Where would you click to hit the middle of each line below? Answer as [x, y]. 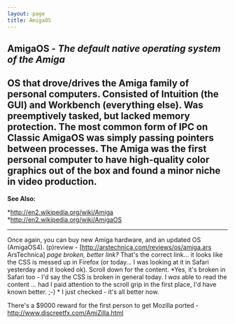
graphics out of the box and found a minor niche [114, 171]
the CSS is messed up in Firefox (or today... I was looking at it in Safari [108, 262]
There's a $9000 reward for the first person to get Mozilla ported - [103, 305]
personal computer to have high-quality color [108, 160]
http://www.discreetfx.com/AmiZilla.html [65, 313]
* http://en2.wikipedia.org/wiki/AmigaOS [65, 219]
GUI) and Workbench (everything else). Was [106, 105]
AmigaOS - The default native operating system [114, 49]
